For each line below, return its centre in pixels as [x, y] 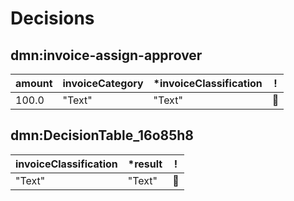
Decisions [52, 18]
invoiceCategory [103, 83]
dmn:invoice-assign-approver [106, 55]
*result [145, 164]
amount [34, 83]
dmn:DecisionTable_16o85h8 [102, 135]
